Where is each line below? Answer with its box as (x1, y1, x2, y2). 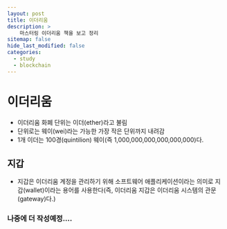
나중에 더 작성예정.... (7, 214, 73, 223)
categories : (7, 49, 42, 56)
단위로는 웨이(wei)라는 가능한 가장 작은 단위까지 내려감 (17, 126, 165, 135)
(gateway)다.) (17, 195, 56, 203)
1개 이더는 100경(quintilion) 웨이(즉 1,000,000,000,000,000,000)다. (17, 135, 204, 144)
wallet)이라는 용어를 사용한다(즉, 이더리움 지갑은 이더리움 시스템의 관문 (25, 186, 217, 194)
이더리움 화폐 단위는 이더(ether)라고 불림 (17, 118, 128, 126)
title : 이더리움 (7, 17, 48, 24)
